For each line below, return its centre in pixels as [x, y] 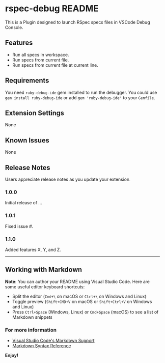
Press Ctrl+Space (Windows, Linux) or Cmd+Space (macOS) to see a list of [85, 312]
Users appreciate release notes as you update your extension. [68, 179]
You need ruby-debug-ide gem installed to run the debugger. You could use [81, 92]
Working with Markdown [44, 270]
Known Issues [27, 140]
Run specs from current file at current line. [55, 65]
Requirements [27, 81]
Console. [14, 27]
